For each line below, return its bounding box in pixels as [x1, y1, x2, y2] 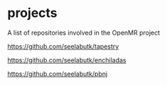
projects [7, 5, 58, 21]
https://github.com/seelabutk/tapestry [7, 42, 119, 50]
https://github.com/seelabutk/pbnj [7, 69, 108, 78]
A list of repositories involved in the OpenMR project [7, 28, 161, 37]
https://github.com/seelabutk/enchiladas [7, 55, 126, 64]
